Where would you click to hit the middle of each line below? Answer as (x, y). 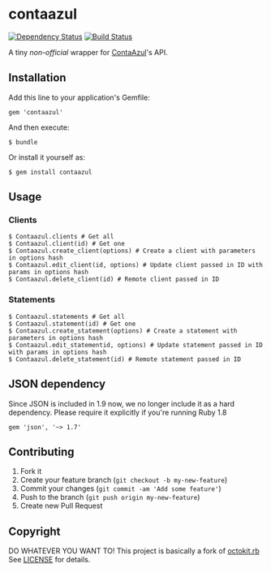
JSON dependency (57, 384)
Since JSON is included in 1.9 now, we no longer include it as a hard (122, 403)
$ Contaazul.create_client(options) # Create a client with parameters (132, 251)
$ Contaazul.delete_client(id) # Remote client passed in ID (114, 280)
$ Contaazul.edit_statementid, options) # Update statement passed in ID (136, 345)
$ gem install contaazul (50, 172)
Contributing (41, 452)
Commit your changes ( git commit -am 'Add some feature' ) (120, 488)
